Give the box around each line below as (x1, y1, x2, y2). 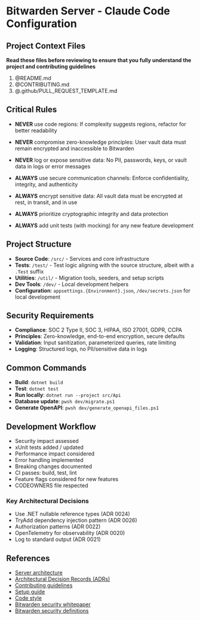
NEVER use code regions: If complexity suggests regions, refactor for (14, 120, 187, 127)
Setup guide (14, 588, 45, 595)
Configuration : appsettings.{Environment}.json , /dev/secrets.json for (14, 287, 191, 294)
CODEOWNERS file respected (14, 482, 88, 489)
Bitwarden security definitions (14, 607, 89, 615)
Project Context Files (6, 41, 85, 51)
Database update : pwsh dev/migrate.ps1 (14, 398, 115, 405)
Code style (14, 594, 42, 602)
